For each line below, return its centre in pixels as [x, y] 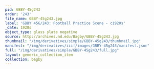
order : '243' [18, 14]
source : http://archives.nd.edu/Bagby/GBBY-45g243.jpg [62, 37]
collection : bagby [24, 59]
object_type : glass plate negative [41, 32]
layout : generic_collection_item [39, 55]
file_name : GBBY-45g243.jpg [34, 18]
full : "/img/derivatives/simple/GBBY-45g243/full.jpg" [62, 50]
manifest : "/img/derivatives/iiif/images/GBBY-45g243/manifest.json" [77, 46]
